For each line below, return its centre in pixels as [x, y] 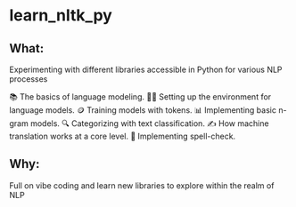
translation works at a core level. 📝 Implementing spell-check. [123, 136]
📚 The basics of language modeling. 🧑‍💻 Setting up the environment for [140, 97]
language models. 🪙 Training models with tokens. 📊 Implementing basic [143, 110]
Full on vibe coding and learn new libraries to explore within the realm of [142, 185]
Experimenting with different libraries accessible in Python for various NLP [146, 69]
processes [29, 79]
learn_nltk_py [61, 16]
